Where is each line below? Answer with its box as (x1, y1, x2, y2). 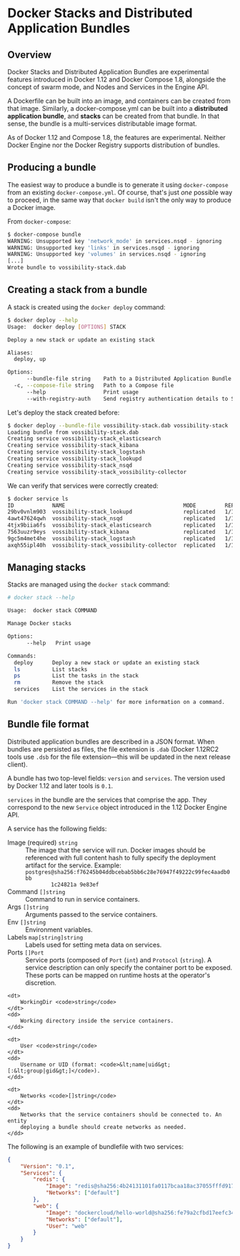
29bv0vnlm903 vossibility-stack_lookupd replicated (7, 509, 216, 516)
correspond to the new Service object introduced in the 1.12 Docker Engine (7, 802, 227, 812)
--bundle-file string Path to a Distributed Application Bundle (26, 375, 232, 383)
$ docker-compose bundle (7, 231, 81, 238)
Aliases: (7, 349, 34, 357)
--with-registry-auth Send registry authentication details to (26, 395, 229, 402)
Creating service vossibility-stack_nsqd (7, 462, 133, 469)
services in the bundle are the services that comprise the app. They (7, 795, 207, 804)
